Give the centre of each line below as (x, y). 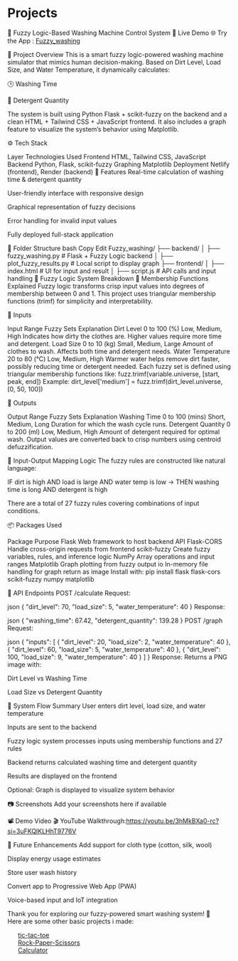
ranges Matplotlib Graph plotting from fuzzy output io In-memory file (108, 564)
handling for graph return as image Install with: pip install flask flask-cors (114, 571)
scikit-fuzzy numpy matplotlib (51, 579)
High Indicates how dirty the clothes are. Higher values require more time (115, 336)
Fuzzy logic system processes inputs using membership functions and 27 (115, 741)
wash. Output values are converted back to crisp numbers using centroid (114, 439)
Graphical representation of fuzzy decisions (72, 207)
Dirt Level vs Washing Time (47, 678)
